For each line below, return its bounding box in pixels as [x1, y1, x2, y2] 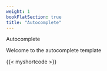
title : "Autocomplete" [6, 19, 62, 25]
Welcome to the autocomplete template [6, 47, 102, 54]
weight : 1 [6, 8, 31, 15]
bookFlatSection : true [6, 14, 62, 20]
